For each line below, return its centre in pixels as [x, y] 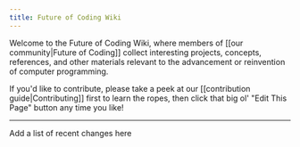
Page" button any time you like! [67, 107]
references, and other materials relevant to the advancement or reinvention [147, 61]
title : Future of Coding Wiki [66, 17]
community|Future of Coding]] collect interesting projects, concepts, [135, 52]
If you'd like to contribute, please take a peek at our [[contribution [130, 88]
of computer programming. [59, 71]
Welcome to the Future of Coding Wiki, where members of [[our [126, 43]
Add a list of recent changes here [71, 133]
